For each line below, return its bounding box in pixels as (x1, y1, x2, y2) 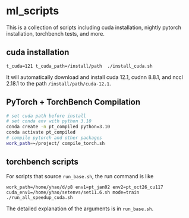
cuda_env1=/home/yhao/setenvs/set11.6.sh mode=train (6, 189, 140, 195)
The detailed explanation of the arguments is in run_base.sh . (6, 205, 153, 212)
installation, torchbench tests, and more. (6, 30, 105, 37)
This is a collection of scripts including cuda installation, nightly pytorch (6, 24, 181, 31)
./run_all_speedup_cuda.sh (6, 194, 73, 200)
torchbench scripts (6, 157, 79, 167)
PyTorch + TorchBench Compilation (6, 97, 141, 108)
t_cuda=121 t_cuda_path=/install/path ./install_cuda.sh (6, 63, 153, 69)
